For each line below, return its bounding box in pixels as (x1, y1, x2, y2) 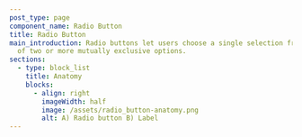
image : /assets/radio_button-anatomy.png (41, 105, 200, 114)
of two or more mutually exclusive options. (17, 47, 187, 56)
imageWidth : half (41, 96, 106, 106)
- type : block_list (17, 64, 91, 73)
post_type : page (9, 13, 70, 23)
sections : (9, 55, 47, 64)
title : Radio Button (9, 30, 87, 39)
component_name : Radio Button (9, 22, 123, 31)
